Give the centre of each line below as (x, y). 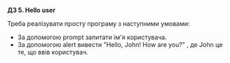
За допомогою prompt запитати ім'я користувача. (92, 37)
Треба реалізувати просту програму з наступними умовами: (99, 23)
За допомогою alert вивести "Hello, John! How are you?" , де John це (120, 44)
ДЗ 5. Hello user (32, 10)
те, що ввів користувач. (53, 52)
